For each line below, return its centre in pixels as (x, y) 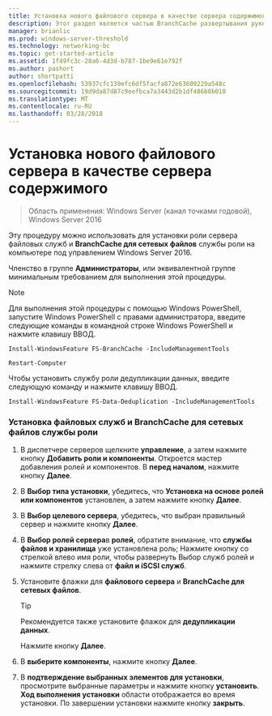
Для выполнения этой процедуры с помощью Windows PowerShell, (125, 308)
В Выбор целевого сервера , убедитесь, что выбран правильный (132, 516)
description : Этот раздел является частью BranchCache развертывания (128, 24)
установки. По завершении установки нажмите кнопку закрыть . (132, 703)
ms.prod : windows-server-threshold (68, 39)
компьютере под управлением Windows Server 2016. (100, 252)
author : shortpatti (41, 76)
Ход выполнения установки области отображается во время (127, 695)
